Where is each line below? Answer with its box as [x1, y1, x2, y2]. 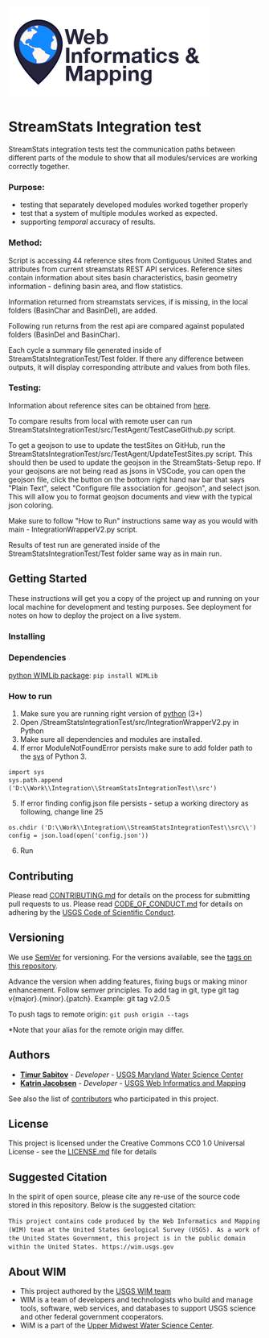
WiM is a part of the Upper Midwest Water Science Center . [19, 1320, 214, 1331]
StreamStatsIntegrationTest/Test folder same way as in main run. [8, 549, 222, 558]
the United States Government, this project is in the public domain [8, 1235, 247, 1243]
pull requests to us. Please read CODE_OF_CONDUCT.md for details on [8, 899, 243, 909]
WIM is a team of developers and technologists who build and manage [19, 1295, 254, 1305]
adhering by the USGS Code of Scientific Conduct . [8, 907, 176, 917]
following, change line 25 [19, 807, 104, 817]
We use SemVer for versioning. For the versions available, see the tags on [8, 952, 252, 962]
